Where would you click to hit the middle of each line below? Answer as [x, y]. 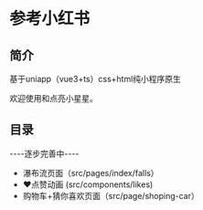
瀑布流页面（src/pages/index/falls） [91, 173]
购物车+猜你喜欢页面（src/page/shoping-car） [111, 195]
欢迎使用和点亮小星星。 [53, 98]
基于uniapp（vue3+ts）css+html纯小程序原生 [95, 79]
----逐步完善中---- [44, 153]
